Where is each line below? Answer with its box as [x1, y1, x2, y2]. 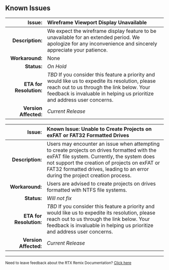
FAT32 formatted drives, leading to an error [47, 165, 149, 172]
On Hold [47, 63, 67, 70]
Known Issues [5, 4, 51, 13]
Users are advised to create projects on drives [47, 180, 156, 187]
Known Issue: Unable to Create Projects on [47, 125, 152, 132]
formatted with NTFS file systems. [47, 186, 127, 193]
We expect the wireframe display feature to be [47, 27, 157, 34]
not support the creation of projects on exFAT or [47, 159, 160, 166]
